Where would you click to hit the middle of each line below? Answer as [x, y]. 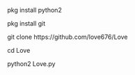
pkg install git [26, 23]
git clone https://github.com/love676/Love [67, 37]
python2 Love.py [31, 64]
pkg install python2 [35, 10]
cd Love [19, 50]
